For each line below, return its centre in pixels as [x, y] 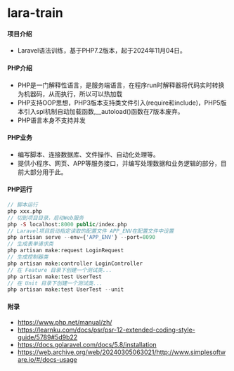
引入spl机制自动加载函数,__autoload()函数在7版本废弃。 [104, 111]
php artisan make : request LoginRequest [66, 251]
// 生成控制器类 [28, 257]
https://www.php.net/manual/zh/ [65, 323]
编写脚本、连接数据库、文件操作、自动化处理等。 [88, 154]
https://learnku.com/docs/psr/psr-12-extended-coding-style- [106, 330]
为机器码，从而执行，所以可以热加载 [70, 93]
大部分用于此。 [45, 172]
